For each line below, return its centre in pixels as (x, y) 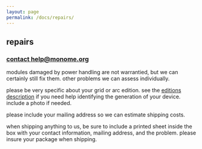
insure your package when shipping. (52, 139)
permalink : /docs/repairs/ (40, 17)
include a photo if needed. (39, 103)
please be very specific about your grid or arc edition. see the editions (94, 90)
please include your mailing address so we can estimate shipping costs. (96, 115)
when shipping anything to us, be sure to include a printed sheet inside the (99, 127)
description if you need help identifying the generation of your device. (93, 97)
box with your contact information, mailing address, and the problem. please (101, 133)
